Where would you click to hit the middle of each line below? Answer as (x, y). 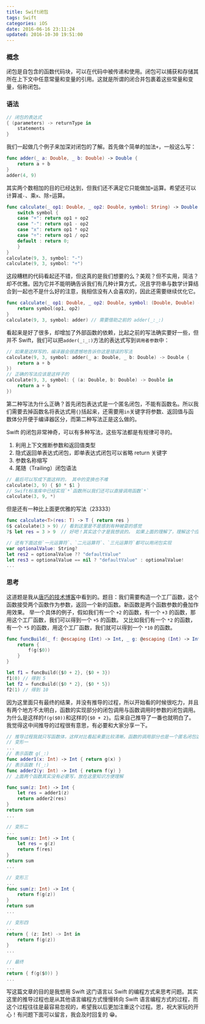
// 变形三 (17, 877)
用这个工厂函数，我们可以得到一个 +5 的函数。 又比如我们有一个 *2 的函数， (101, 620)
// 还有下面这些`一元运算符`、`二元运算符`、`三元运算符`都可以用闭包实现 (89, 543)
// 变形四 (17, 923)
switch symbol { (38, 212)
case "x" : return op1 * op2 (53, 230)
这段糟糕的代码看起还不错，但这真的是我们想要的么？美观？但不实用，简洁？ (103, 276)
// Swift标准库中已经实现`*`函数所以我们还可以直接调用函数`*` (78, 491)
